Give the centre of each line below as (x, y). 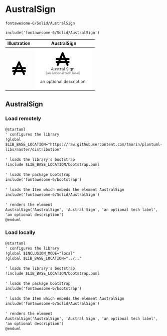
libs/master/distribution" (33, 149)
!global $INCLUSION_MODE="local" (40, 254)
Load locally (20, 232)
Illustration (19, 43)
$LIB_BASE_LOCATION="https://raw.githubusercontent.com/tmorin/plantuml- (84, 144)
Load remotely (23, 118)
